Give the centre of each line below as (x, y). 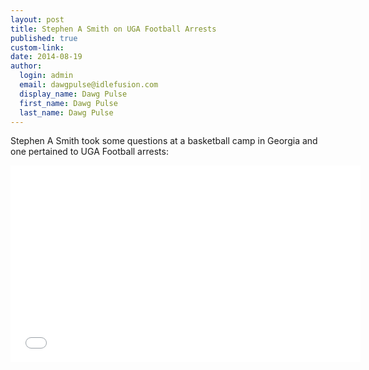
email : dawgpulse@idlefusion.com (89, 85)
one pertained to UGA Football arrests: (89, 152)
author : (26, 66)
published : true (44, 38)
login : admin (46, 76)
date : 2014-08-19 (46, 57)
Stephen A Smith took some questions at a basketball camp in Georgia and (164, 141)
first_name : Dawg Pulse (68, 103)
